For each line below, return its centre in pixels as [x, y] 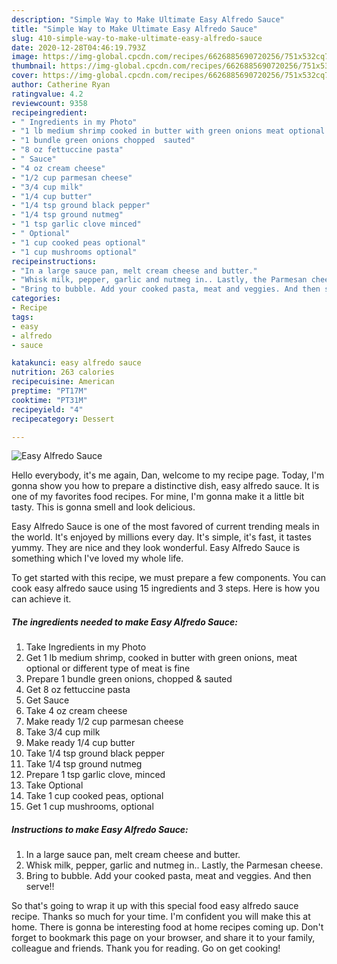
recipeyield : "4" [47, 409]
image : [25, 57]
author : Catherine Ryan [61, 85]
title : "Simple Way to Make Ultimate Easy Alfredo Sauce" [134, 29]
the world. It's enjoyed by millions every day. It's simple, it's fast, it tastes [161, 537]
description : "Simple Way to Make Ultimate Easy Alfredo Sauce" [148, 19]
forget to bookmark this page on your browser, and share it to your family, [163, 938]
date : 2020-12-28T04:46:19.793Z [78, 47]
